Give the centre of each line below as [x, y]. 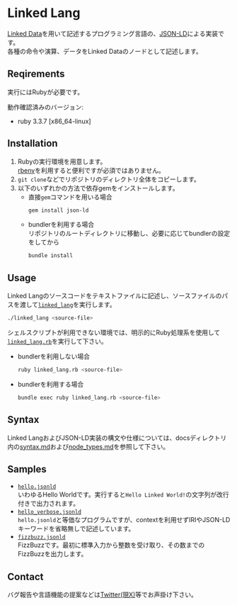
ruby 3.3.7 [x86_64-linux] [54, 121]
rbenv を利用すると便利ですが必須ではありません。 [91, 170]
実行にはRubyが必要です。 [46, 92]
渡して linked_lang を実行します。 [68, 305]
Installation [33, 143]
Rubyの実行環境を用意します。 [62, 162]
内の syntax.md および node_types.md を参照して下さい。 [88, 446]
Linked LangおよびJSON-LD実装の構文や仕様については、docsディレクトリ [117, 438]
